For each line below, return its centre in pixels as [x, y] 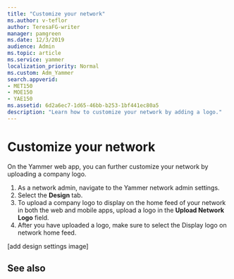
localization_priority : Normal [53, 66]
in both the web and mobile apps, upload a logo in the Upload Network [121, 210]
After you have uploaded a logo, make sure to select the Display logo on [122, 225]
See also [26, 268]
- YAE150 [20, 99]
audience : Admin [31, 46]
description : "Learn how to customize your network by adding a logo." [115, 112]
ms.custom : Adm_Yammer [41, 73]
